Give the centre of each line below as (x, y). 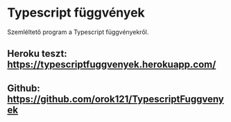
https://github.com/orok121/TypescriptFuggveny (115, 99)
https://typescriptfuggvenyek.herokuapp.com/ (112, 65)
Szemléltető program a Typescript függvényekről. (78, 32)
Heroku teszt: (37, 54)
